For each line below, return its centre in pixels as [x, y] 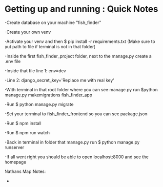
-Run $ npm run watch [27, 132]
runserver [14, 147]
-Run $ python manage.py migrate [39, 104]
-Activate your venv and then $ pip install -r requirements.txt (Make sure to [80, 41]
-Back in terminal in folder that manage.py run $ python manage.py [72, 142]
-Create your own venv [28, 32]
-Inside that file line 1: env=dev [35, 71]
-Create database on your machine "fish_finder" [53, 22]
